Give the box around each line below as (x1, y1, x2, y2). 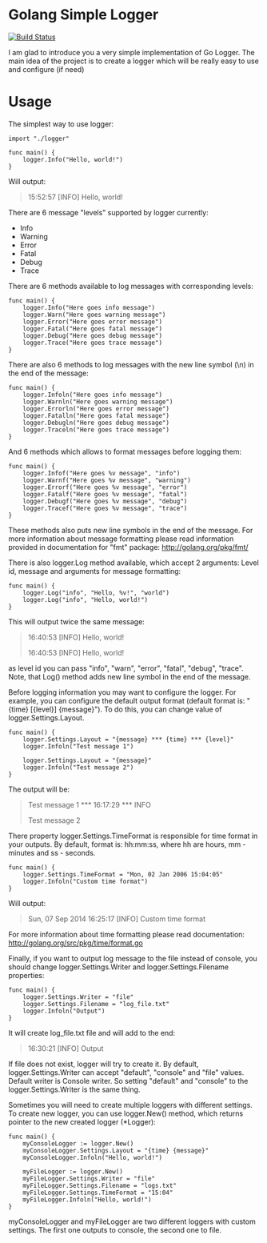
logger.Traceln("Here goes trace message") (22, 426, 170, 434)
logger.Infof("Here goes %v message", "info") (22, 469, 181, 477)
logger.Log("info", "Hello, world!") (22, 595, 149, 603)
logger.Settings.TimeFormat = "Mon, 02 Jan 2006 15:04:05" (22, 870, 224, 878)
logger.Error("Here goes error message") (22, 318, 162, 326)
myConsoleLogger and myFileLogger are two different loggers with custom (8, 1217, 256, 1226)
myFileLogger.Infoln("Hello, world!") (22, 1195, 152, 1204)
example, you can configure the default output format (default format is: (8, 696, 245, 705)
